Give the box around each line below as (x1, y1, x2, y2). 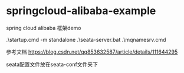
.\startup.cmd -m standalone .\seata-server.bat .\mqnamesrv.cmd (6, 36, 166, 43)
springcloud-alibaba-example (6, 4, 156, 18)
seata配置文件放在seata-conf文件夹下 (6, 61, 98, 68)
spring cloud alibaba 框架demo (6, 24, 81, 31)
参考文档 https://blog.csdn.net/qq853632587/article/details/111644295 (6, 48, 178, 55)
